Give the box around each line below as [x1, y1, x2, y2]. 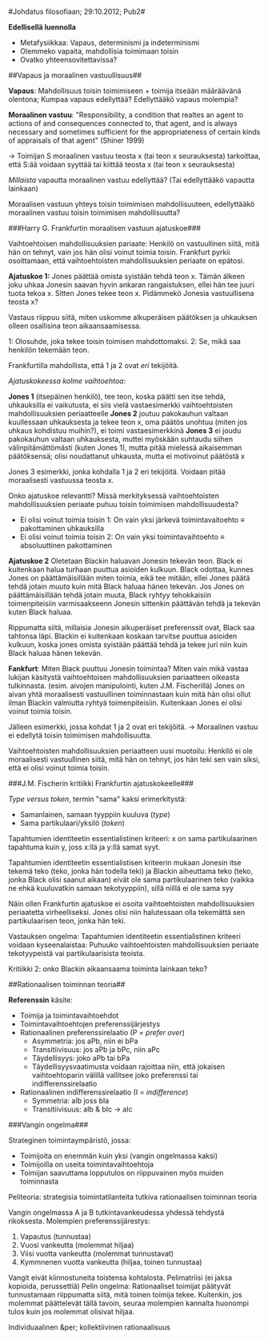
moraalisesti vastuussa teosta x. [8, 476, 114, 484]
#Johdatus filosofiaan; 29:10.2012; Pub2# [8, 7, 146, 16]
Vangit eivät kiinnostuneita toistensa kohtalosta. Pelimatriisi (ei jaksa [8, 1273, 233, 1282]
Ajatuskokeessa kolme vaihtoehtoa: [8, 376, 126, 386]
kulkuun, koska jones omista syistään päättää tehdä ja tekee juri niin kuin [8, 640, 248, 649]
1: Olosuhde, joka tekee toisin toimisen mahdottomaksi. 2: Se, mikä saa [8, 337, 242, 346]
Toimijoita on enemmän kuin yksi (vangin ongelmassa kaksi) [19, 1151, 218, 1160]
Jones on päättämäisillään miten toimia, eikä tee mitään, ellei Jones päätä [8, 573, 250, 582]
